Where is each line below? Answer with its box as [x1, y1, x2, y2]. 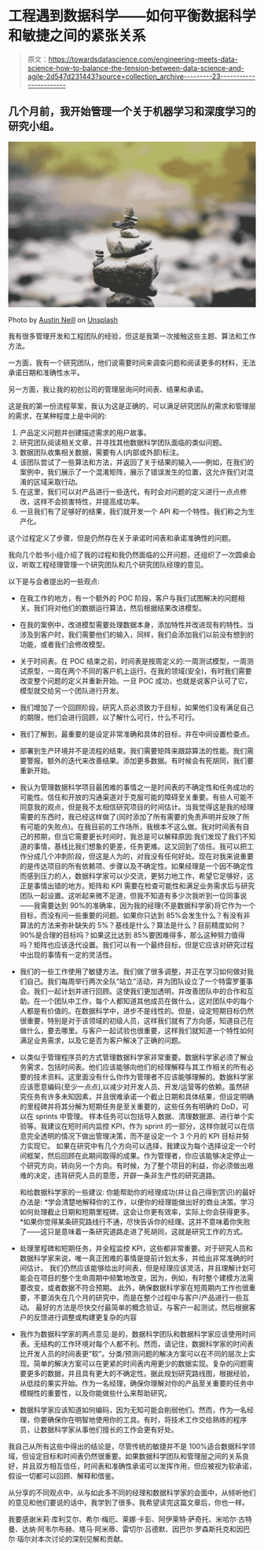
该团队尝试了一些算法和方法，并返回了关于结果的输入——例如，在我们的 [19, 457, 254, 467]
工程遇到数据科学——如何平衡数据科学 [8, 7, 257, 25]
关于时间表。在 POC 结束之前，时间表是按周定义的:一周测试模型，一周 [19, 656, 247, 666]
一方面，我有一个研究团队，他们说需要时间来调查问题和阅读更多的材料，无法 [8, 358, 256, 367]
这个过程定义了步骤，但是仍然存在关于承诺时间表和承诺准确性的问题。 [8, 533, 236, 542]
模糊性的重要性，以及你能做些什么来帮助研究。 [19, 1388, 171, 1397]
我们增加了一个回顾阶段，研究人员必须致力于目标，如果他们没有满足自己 [19, 702, 254, 712]
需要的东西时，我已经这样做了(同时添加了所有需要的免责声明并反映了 [19, 812, 243, 821]
